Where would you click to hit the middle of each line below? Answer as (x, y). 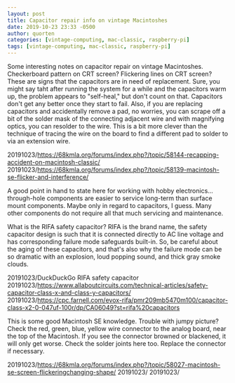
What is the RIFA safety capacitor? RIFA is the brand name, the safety (107, 227)
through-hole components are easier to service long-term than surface (110, 198)
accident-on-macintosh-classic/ (54, 162)
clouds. (18, 264)
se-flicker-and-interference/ (48, 177)
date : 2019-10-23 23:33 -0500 (52, 27)
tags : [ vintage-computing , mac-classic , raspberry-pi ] (89, 46)
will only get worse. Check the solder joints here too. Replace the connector (117, 344)
